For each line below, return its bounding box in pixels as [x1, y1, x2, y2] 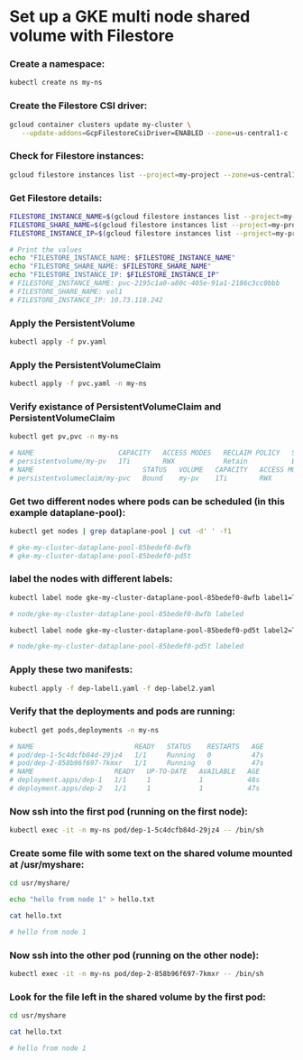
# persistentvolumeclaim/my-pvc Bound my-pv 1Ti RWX [9, 474, 272, 483]
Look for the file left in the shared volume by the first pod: [9, 991, 266, 1003]
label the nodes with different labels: [9, 573, 173, 585]
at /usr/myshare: [9, 859, 85, 871]
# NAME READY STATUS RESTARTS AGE [9, 742, 264, 751]
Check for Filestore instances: [9, 150, 144, 162]
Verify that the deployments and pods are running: [9, 705, 236, 718]
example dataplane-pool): [9, 506, 126, 519]
